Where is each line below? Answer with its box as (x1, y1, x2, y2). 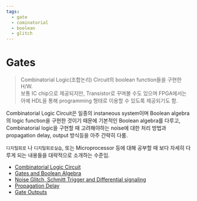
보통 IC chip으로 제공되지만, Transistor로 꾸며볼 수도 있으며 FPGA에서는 (20, 90, 187, 97)
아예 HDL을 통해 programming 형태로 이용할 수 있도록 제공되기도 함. (20, 97, 178, 104)
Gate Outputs (14, 189, 47, 196)
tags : (6, 8, 19, 15)
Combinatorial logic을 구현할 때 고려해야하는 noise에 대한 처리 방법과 (6, 124, 166, 131)
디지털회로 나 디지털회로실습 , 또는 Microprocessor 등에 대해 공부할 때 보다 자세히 (6, 144, 185, 151)
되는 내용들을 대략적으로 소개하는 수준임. (16, 151, 110, 159)
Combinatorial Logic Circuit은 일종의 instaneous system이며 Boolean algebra (6, 110, 190, 117)
